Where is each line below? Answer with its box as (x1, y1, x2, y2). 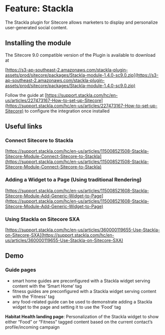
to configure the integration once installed (24, 108, 110, 114)
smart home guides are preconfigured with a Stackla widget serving (12, 278, 150, 284)
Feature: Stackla (5, 3, 74, 14)
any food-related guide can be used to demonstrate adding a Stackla (12, 298, 153, 304)
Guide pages (5, 266, 36, 273)
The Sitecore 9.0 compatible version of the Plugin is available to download (5, 52, 156, 58)
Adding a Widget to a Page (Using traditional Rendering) (5, 176, 142, 183)
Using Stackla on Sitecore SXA (5, 215, 80, 222)
